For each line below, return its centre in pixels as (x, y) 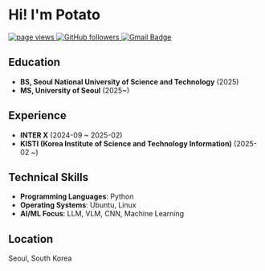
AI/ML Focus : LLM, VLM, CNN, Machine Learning (102, 214)
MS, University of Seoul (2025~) (75, 90)
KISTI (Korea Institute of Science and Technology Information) (126, 143)
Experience (37, 115)
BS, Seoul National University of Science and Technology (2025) (129, 81)
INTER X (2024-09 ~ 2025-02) (71, 135)
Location (31, 239)
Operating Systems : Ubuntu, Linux (78, 205)
